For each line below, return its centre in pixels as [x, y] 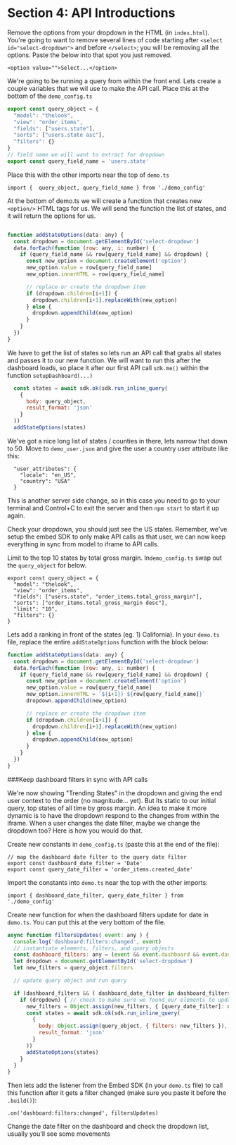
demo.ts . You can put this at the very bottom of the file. [86, 922]
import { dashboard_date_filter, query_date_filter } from [96, 895]
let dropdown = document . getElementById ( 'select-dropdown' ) [103, 961]
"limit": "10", [36, 609]
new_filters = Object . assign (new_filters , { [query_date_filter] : [125, 1006]
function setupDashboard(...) [50, 375]
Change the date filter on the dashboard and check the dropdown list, [108, 1127]
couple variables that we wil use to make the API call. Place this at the [108, 88]
